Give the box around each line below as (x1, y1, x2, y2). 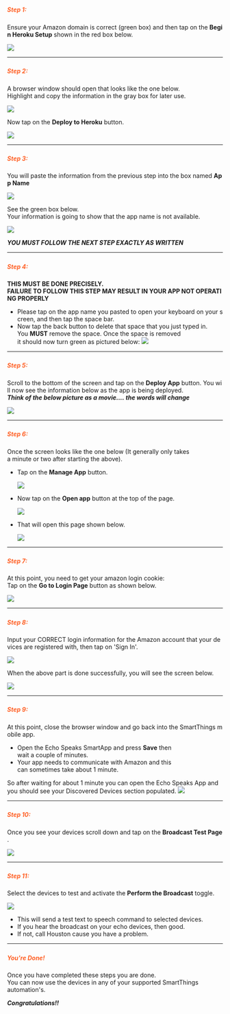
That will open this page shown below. (16, 520, 125, 529)
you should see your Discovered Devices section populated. (7, 787, 177, 795)
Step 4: (7, 262, 29, 270)
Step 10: (7, 811, 31, 819)
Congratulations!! (7, 999, 60, 1007)
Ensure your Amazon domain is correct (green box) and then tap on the (7, 23, 208, 31)
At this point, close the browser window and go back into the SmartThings (7, 723, 216, 731)
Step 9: (7, 706, 29, 714)
